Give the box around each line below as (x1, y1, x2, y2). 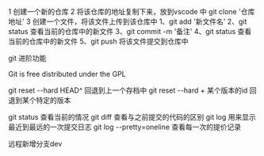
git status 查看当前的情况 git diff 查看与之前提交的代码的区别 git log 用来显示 (8, 112, 256, 121)
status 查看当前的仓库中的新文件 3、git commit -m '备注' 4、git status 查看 (8, 27, 252, 36)
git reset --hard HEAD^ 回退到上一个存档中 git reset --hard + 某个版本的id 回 (8, 86, 257, 95)
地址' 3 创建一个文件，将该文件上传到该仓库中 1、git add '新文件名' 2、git (8, 17, 247, 26)
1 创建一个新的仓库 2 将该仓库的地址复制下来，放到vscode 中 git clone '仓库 (8, 7, 255, 16)
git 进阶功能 (8, 54, 47, 63)
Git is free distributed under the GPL (8, 70, 127, 78)
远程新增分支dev (8, 139, 63, 148)
